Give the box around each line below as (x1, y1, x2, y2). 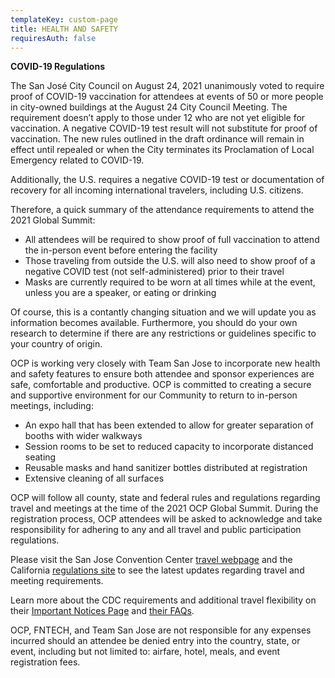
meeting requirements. (10, 575, 104, 587)
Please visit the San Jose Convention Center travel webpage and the (10, 554, 293, 566)
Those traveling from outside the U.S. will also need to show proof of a (24, 255, 316, 267)
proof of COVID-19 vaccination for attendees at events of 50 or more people (10, 91, 324, 103)
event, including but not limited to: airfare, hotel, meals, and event (10, 646, 281, 658)
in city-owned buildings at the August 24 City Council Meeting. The (10, 101, 288, 113)
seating (24, 451, 57, 463)
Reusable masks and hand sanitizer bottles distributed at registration (24, 462, 308, 474)
